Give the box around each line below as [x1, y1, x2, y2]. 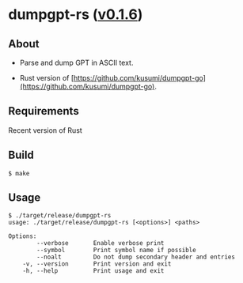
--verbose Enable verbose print [36, 240, 165, 247]
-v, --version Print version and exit [22, 260, 172, 268]
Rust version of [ [19, 74, 74, 82]
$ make [8, 169, 30, 177]
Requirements [8, 104, 79, 118]
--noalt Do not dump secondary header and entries [36, 253, 236, 262]
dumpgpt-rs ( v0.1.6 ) [8, 6, 143, 24]
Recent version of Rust [8, 125, 83, 135]
